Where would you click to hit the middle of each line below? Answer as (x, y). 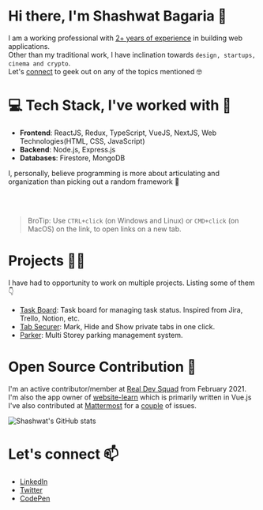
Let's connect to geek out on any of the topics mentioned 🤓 (105, 71)
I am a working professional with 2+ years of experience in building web (126, 38)
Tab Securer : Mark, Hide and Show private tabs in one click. (117, 326)
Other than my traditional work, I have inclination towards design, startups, (132, 54)
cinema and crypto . (39, 63)
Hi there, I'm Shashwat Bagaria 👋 (118, 16)
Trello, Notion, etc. (50, 318)
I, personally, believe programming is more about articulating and (114, 173)
